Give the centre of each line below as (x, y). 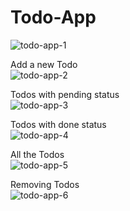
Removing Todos (45, 184)
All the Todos (37, 154)
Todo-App (53, 17)
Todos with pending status (65, 94)
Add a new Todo (44, 64)
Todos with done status (58, 124)
